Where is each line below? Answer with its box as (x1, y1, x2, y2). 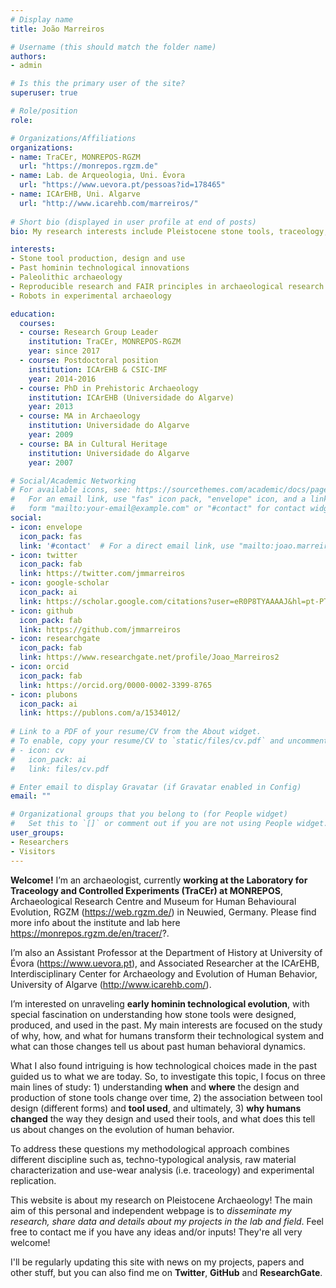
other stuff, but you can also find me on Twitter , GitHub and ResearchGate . (10, 1266, 323, 1278)
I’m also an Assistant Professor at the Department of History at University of (10, 946, 323, 958)
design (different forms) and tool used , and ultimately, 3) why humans (10, 1102, 302, 1114)
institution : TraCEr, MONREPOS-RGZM (28, 337, 182, 347)
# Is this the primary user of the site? (10, 79, 186, 89)
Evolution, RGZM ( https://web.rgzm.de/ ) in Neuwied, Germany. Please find (10, 906, 317, 918)
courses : (19, 318, 56, 328)
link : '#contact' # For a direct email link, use (19, 541, 235, 551)
